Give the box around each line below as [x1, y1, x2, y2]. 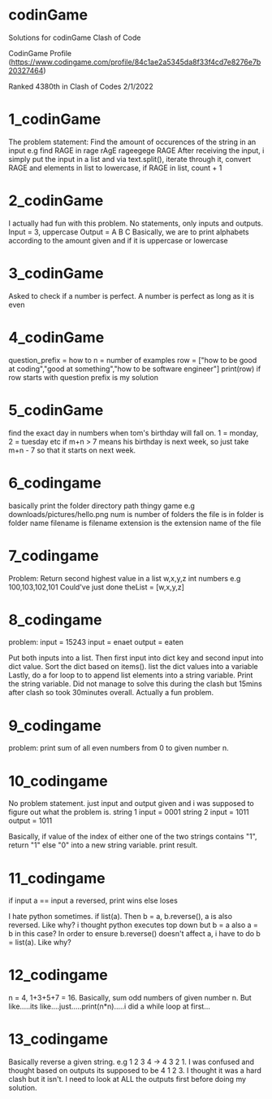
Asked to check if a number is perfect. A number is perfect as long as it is [8, 291, 254, 300]
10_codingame [8, 772, 108, 790]
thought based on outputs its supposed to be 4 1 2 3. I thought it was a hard [8, 1066, 262, 1075]
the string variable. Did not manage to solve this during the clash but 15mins [8, 679, 262, 689]
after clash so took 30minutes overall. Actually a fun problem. [8, 688, 214, 698]
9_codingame [8, 716, 101, 734]
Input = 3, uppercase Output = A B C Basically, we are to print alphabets [8, 226, 249, 237]
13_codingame [8, 1030, 108, 1049]
